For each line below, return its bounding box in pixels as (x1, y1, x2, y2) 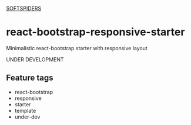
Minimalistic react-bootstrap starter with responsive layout (6, 44, 148, 51)
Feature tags (6, 73, 53, 83)
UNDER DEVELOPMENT (6, 55, 64, 63)
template (14, 107, 36, 114)
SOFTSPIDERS (6, 5, 42, 12)
